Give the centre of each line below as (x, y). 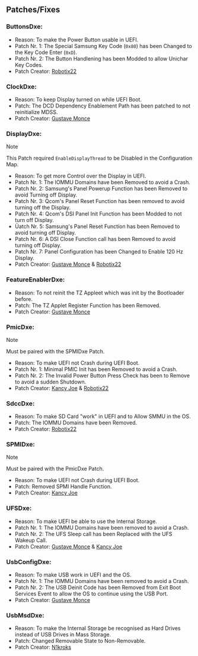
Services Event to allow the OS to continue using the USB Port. (91, 594)
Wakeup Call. (31, 540)
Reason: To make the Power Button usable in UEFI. (76, 39)
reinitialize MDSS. (36, 112)
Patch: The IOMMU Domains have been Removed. (76, 423)
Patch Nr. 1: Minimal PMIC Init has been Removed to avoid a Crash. (96, 369)
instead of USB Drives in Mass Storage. (63, 635)
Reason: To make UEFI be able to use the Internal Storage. (86, 521)
